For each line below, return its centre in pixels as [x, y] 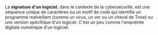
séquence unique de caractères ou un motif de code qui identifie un [73, 12]
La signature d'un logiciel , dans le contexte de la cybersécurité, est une [77, 7]
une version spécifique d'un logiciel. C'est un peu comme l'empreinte [75, 22]
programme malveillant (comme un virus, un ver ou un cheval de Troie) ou [79, 17]
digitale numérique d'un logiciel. [37, 27]
